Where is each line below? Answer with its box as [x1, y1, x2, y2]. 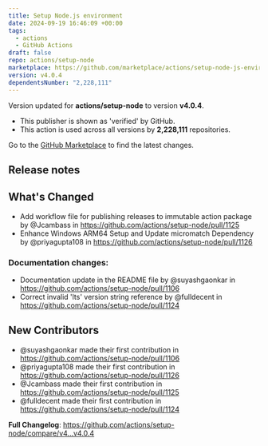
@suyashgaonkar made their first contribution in [19, 344, 179, 354]
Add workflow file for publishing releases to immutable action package [19, 211, 253, 221]
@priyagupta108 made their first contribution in [19, 361, 175, 372]
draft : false [8, 49, 52, 57]
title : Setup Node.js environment [8, 11, 124, 20]
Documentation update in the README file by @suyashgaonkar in [19, 275, 236, 285]
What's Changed [8, 190, 94, 204]
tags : [8, 26, 26, 34]
